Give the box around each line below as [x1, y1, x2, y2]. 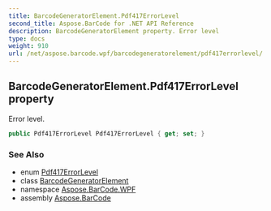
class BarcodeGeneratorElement [19, 175, 129, 185]
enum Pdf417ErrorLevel [19, 167, 99, 177]
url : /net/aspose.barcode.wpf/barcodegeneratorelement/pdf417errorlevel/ [8, 50, 264, 58]
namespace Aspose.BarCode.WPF [19, 184, 136, 194]
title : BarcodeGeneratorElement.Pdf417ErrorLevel [8, 11, 180, 20]
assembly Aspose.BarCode [19, 192, 111, 203]
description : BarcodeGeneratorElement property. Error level [8, 27, 220, 35]
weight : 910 [8, 42, 49, 50]
